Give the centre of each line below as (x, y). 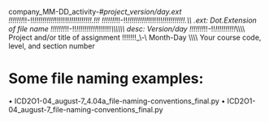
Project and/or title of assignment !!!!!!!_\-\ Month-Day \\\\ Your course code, (135, 37)
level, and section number (52, 46)
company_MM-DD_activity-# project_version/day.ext (95, 12)
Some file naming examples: (106, 79)
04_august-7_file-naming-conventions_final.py (86, 109)
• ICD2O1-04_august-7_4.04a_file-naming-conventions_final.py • (117, 101)
